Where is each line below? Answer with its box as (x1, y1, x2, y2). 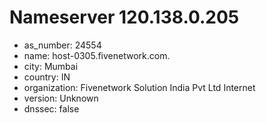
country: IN (23, 71, 71, 83)
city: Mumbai (23, 60, 79, 72)
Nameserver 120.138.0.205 (9, 6, 240, 29)
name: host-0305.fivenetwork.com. (23, 49, 171, 61)
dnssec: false (23, 102, 80, 115)
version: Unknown (23, 92, 99, 104)
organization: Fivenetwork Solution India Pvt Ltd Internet (23, 81, 256, 93)
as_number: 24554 (23, 39, 102, 51)
